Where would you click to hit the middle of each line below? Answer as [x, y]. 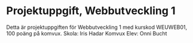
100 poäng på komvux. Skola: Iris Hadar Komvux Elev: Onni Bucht [87, 33]
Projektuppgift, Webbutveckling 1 [91, 11]
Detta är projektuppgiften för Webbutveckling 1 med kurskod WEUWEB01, [97, 27]
